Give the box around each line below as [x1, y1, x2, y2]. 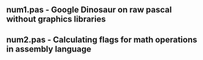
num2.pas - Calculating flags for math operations [6, 34, 198, 44]
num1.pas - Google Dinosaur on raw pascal [6, 5, 172, 15]
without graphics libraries [6, 14, 106, 25]
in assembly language [6, 44, 92, 54]
